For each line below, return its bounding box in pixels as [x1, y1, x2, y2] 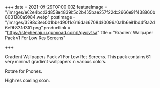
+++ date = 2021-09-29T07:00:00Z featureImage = [5, 4, 108, 10]
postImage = [50, 15, 76, 20]
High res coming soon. [5, 77, 50, 83]
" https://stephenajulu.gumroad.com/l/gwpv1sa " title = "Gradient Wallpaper [5, 30, 154, 35]
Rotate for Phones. [5, 68, 43, 74]
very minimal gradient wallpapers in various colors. [5, 59, 107, 64]
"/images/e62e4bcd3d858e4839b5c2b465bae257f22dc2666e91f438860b [5, 9, 156, 15]
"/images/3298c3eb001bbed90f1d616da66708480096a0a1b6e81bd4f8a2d [5, 19, 155, 25]
